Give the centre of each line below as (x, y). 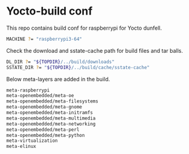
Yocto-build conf (50, 11)
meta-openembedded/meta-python (46, 135)
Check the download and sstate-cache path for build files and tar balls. (94, 50)
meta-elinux (21, 147)
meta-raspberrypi (28, 90)
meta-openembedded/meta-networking (51, 124)
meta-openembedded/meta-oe (40, 96)
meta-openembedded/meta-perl (43, 129)
